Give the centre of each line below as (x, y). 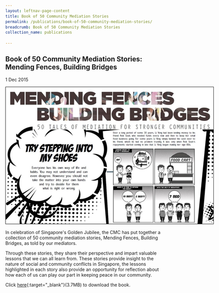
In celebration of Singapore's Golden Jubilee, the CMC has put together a (83, 232)
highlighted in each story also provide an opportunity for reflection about (82, 269)
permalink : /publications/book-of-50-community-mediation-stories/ (79, 22)
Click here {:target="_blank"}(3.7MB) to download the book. (68, 285)
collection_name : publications (39, 33)
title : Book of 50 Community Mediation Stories (57, 16)
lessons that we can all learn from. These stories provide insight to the (79, 258)
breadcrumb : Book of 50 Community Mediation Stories (63, 27)
